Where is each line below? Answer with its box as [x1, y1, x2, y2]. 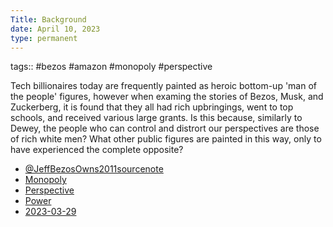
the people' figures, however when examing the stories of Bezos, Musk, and [10, 91, 324, 103]
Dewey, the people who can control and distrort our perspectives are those [10, 122, 320, 135]
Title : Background [10, 14, 87, 25]
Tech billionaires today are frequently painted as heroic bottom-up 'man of [10, 80, 317, 92]
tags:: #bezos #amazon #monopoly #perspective [10, 61, 213, 73]
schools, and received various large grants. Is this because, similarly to [10, 112, 303, 124]
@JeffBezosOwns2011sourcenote [24, 163, 164, 175]
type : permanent [10, 33, 78, 43]
